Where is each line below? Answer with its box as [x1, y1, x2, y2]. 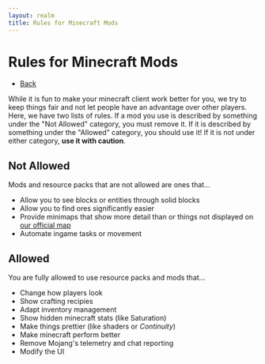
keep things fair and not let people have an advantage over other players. [8, 103, 248, 112]
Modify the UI [19, 347, 65, 356]
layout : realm [8, 11, 55, 20]
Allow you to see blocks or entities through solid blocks [19, 195, 200, 205]
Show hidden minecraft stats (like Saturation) [19, 313, 167, 323]
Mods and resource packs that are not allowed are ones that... [8, 180, 211, 190]
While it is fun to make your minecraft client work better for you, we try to [8, 94, 247, 103]
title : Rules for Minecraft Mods [8, 19, 119, 27]
